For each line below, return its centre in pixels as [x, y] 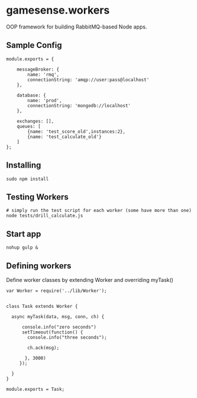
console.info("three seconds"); [67, 338]
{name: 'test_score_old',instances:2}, [77, 131]
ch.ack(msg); [43, 348]
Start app [24, 234]
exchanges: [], [35, 121]
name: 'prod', [45, 100]
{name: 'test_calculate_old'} [64, 137]
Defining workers [39, 266]
